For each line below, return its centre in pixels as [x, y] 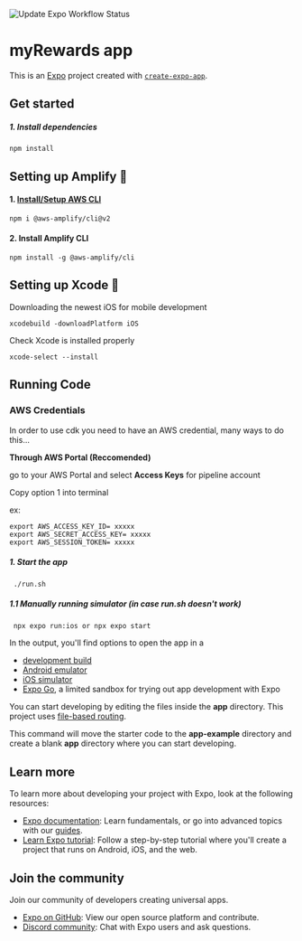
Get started [42, 104]
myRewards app [71, 51]
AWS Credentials [47, 410]
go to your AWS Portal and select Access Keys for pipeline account [135, 475]
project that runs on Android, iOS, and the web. [110, 850]
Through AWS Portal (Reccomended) [80, 457]
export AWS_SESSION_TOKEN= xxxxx [72, 542]
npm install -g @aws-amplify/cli [72, 258]
